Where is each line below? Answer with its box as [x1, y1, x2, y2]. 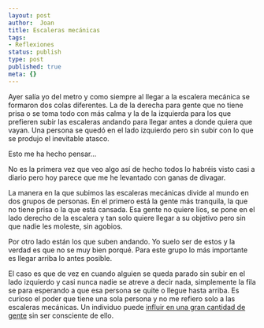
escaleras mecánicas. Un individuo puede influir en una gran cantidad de [8, 302, 246, 311]
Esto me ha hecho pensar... [8, 149, 97, 158]
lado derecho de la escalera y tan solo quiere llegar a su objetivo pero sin [8, 213, 246, 222]
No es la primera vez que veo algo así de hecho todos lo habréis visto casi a [8, 164, 255, 173]
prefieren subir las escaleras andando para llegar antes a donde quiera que [8, 117, 253, 126]
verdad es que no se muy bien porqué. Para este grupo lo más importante [8, 245, 248, 255]
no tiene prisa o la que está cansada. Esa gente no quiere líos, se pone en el [8, 204, 255, 214]
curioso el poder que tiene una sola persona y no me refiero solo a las [8, 293, 236, 304]
